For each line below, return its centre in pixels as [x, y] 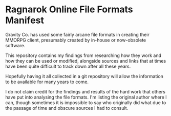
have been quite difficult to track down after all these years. [68, 66]
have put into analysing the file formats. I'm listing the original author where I [86, 97]
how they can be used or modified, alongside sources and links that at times [86, 61]
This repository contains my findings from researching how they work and [83, 55]
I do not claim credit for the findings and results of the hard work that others [85, 91]
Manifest [25, 20]
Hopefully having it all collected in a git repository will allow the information [84, 76]
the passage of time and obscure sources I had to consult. [67, 108]
